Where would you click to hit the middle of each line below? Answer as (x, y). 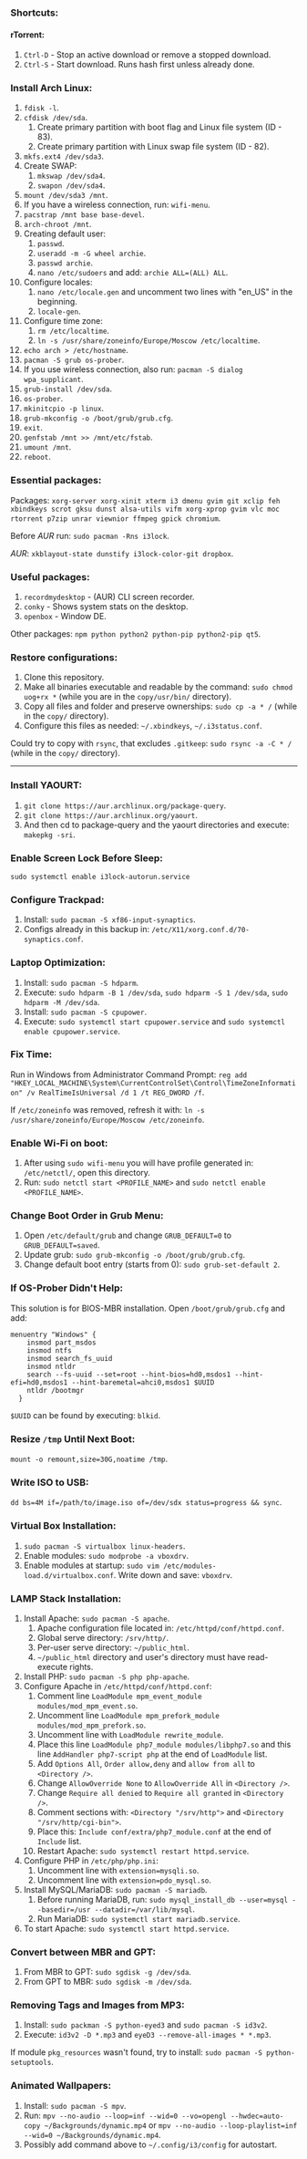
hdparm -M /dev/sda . (61, 1002)
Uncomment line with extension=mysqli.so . (118, 1870)
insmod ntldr (51, 1366)
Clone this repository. (64, 678)
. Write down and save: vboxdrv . (173, 1574)
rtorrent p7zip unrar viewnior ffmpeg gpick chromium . (116, 518)
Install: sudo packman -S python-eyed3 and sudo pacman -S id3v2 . (145, 2025)
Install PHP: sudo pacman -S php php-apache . (107, 1676)
